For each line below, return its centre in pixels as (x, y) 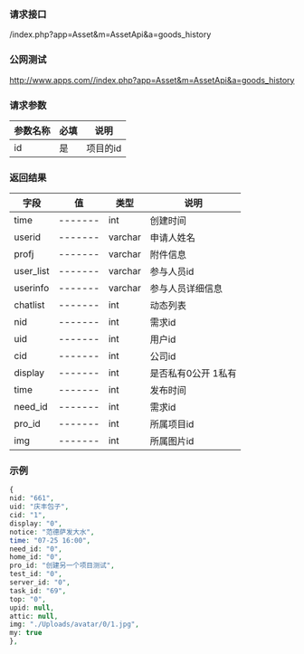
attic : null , (34, 616)
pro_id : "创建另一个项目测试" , (62, 566)
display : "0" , (36, 523)
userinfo (32, 289)
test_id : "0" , (36, 574)
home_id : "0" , (36, 557)
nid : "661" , (32, 498)
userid (28, 237)
